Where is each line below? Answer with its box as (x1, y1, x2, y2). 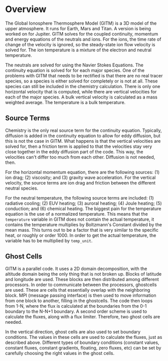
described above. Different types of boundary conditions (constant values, (5, 339, 159, 345)
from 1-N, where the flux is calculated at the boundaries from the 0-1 (5, 303, 147, 309)
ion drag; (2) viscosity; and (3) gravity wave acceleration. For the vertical (5, 174, 156, 180)
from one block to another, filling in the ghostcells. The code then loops (5, 298, 153, 304)
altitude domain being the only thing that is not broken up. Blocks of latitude (5, 270, 162, 277)
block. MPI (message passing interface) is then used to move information (5, 292, 156, 298)
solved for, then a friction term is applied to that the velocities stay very (5, 143, 152, 149)
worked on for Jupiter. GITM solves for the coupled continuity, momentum (5, 31, 158, 37)
